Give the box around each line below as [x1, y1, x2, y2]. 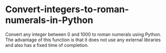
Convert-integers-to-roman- [5, 4, 129, 15]
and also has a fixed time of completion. [5, 42, 89, 48]
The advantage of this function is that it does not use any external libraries [5, 37, 161, 43]
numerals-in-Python [5, 14, 93, 26]
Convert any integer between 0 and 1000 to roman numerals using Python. [5, 31, 161, 37]
